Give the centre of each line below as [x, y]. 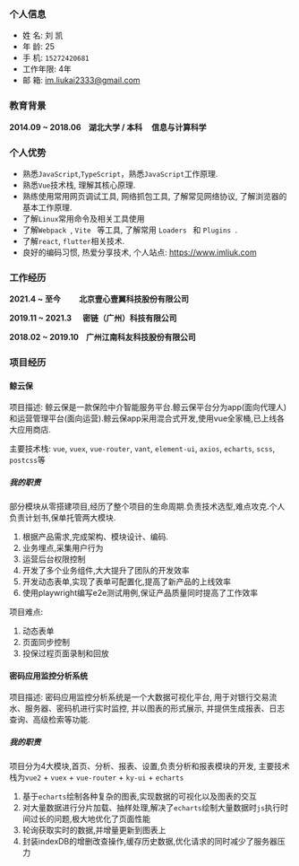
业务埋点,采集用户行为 [63, 548]
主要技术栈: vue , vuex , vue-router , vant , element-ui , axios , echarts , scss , [142, 449]
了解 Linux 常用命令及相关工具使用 [83, 218]
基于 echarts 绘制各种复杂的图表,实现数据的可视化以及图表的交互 [139, 797]
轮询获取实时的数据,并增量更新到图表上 [94, 830]
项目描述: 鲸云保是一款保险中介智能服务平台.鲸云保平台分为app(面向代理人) [148, 407]
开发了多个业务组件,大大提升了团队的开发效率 [106, 571]
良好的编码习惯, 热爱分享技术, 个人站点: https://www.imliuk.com [139, 252]
